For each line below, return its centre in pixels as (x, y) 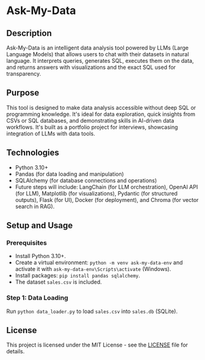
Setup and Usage (40, 225)
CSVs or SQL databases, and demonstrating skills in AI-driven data (90, 120)
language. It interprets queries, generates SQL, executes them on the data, (100, 61)
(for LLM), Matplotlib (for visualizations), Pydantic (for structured (96, 193)
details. (16, 351)
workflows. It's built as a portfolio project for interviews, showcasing (92, 127)
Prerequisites (27, 243)
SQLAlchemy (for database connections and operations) (86, 180)
